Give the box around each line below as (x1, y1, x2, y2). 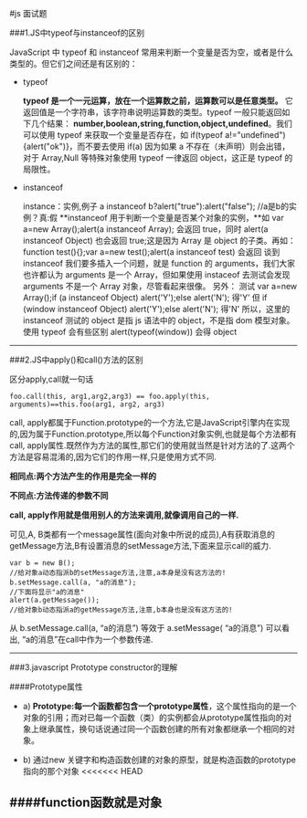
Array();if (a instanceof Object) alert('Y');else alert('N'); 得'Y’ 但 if (22, 292, 268, 303)
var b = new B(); (9, 559, 76, 568)
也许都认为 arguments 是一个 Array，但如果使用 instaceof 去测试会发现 (22, 269, 291, 280)
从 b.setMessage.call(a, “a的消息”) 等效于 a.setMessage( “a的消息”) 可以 (9, 623, 282, 633)
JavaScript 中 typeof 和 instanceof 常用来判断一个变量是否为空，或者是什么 (9, 47, 294, 58)
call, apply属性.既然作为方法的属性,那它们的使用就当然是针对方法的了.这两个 (9, 440, 295, 450)
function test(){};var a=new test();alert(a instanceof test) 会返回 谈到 (22, 246, 281, 257)
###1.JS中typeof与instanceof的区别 (9, 27, 144, 38)
